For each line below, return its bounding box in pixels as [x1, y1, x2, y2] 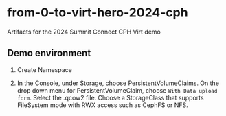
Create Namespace [16, 65, 72, 73]
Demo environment [7, 47, 91, 59]
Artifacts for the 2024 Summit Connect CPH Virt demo [7, 27, 161, 36]
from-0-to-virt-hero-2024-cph [7, 5, 188, 21]
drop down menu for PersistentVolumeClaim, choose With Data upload [16, 86, 218, 94]
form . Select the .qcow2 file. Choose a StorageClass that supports [16, 93, 204, 102]
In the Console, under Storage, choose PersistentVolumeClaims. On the [16, 79, 220, 87]
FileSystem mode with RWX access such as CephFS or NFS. [16, 101, 188, 109]
